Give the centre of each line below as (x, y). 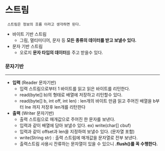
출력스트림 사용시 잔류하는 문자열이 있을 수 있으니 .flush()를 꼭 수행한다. (89, 144)
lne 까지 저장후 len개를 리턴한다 (55, 107)
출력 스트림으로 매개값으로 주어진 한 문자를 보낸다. (67, 119)
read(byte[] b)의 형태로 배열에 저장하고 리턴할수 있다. (71, 95)
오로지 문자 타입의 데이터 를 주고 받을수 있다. (61, 52)
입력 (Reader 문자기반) (34, 83)
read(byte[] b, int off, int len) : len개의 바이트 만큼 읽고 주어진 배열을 (86, 101)
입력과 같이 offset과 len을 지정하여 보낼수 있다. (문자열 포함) (77, 132)
